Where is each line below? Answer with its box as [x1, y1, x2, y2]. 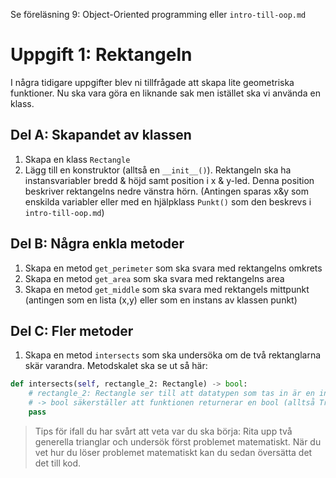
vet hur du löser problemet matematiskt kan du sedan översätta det [34, 446, 313, 458]
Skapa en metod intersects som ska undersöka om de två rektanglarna [24, 349, 322, 361]
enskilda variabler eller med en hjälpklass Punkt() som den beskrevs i [24, 195, 312, 208]
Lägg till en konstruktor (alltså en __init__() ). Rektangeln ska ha [24, 164, 292, 176]
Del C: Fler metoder [10, 322, 134, 339]
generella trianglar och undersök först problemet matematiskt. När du [34, 435, 322, 448]
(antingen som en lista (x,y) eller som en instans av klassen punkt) [24, 294, 298, 306]
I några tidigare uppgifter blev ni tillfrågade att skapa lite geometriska [10, 76, 295, 88]
